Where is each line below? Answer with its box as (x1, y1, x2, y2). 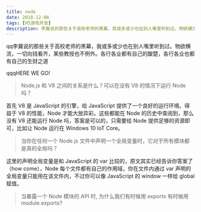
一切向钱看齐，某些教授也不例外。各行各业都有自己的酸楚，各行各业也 (16, 50, 190, 57)
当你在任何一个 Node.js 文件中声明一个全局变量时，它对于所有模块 (20, 137, 185, 144)
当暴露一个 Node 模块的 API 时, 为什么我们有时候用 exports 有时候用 (20, 193, 189, 200)
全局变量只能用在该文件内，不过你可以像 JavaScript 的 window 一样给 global (6, 172, 195, 180)
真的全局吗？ (26, 145, 58, 152)
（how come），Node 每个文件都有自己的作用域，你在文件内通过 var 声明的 (6, 165, 191, 172)
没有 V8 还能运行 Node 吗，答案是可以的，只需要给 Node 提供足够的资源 (6, 117, 185, 125)
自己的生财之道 (11, 57, 48, 65)
